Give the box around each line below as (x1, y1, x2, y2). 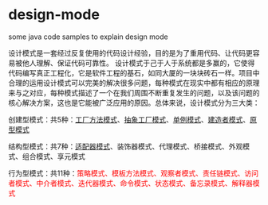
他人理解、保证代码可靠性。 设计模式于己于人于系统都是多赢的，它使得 (22, 58, 255, 68)
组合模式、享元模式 (22, 151, 85, 161)
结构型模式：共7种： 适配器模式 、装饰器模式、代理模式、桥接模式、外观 (8, 141, 243, 151)
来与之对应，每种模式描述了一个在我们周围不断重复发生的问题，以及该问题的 (8, 87, 260, 97)
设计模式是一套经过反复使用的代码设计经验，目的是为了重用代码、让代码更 (8, 48, 253, 57)
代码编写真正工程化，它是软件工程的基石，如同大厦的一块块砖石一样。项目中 (8, 68, 260, 77)
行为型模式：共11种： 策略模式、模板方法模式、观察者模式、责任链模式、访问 (8, 168, 259, 178)
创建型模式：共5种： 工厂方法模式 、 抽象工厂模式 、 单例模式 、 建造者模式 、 (8, 114, 250, 124)
